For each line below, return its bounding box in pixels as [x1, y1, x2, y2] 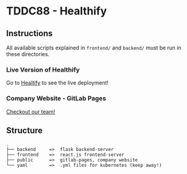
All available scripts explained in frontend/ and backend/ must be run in [6, 44, 182, 51]
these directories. [6, 51, 50, 58]
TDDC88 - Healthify [6, 4, 107, 18]
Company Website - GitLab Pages [6, 95, 107, 103]
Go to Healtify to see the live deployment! [6, 79, 109, 87]
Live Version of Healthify [6, 65, 80, 73]
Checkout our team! [6, 108, 55, 115]
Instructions [6, 28, 53, 39]
